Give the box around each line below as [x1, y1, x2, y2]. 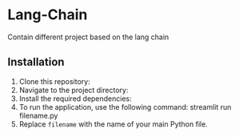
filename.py [18, 111, 58, 120]
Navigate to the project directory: [18, 85, 129, 95]
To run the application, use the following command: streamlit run [18, 102, 232, 111]
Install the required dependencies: [18, 94, 133, 103]
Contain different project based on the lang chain [7, 32, 169, 42]
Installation [7, 55, 65, 69]
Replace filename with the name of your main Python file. [18, 119, 209, 129]
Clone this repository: [18, 76, 90, 86]
